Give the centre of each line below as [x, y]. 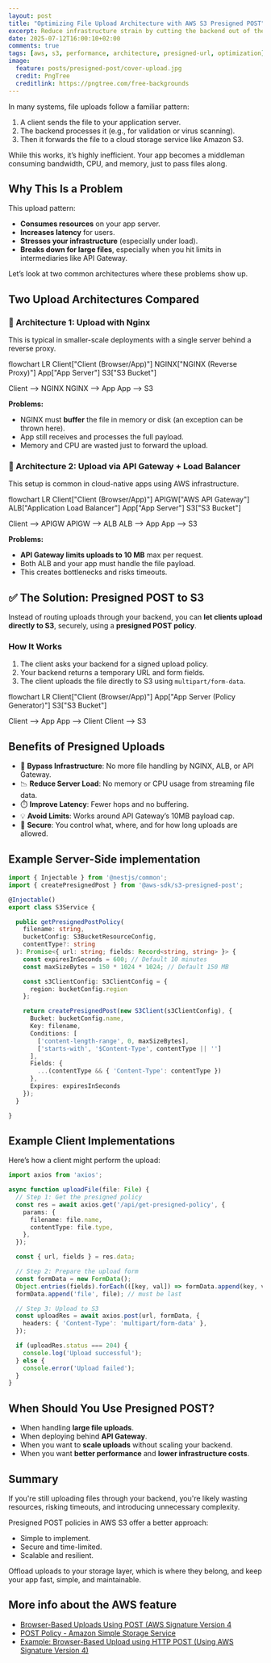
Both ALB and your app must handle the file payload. [108, 564]
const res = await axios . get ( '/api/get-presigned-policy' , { [121, 1204]
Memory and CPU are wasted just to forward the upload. [114, 445]
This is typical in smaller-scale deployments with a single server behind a [130, 340]
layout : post [30, 16]
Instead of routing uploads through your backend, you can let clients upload [135, 617]
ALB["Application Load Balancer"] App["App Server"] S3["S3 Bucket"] [125, 508]
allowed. [34, 834]
